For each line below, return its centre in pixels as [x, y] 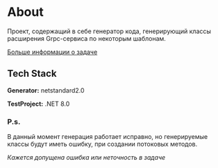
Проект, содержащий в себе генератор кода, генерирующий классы [109, 31]
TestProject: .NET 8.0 [39, 104]
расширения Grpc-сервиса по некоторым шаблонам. [87, 38]
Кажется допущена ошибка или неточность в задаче [86, 158]
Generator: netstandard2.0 [46, 90]
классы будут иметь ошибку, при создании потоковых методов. [102, 144]
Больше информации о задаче [52, 52]
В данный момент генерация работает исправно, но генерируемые [108, 137]
